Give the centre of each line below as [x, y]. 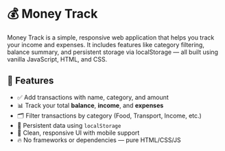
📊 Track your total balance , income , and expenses [90, 105]
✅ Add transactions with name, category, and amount [93, 97]
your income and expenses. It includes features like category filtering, [106, 44]
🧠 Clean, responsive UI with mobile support [78, 133]
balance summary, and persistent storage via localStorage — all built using [113, 52]
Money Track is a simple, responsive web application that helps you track [111, 37]
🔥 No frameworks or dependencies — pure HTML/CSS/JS [99, 140]
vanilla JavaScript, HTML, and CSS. [57, 59]
